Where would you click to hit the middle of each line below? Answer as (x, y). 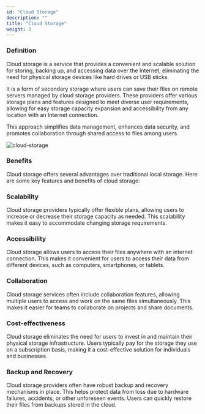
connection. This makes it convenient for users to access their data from (98, 258)
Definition (21, 51)
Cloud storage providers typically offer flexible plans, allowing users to (95, 210)
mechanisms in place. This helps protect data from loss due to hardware (97, 392)
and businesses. (27, 356)
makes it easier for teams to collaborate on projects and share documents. (100, 307)
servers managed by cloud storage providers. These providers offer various (102, 95)
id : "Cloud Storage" (33, 12)
